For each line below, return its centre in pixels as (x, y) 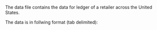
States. (13, 12)
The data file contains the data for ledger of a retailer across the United (79, 7)
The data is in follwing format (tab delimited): (52, 22)
